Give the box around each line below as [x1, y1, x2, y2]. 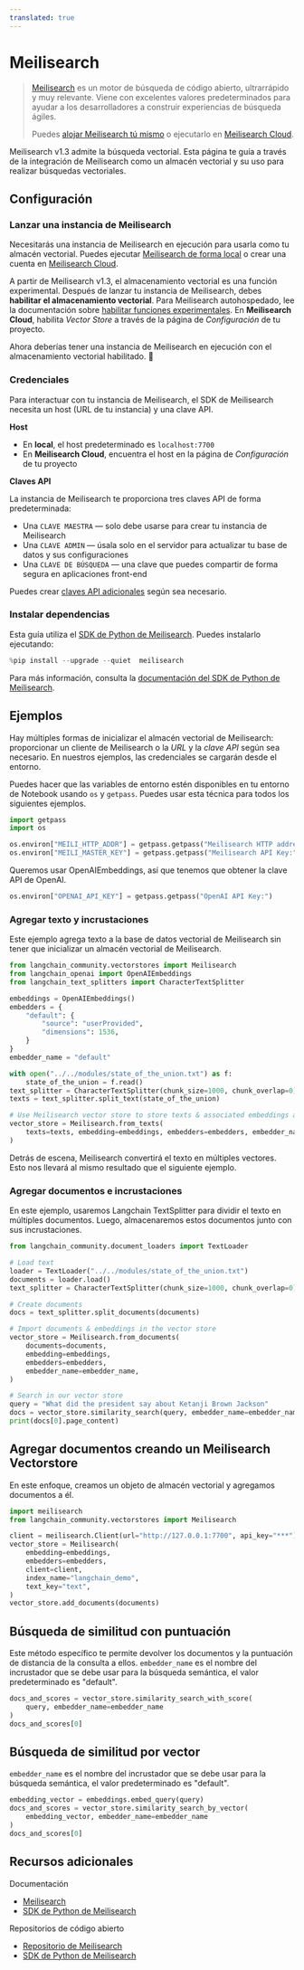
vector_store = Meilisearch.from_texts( [9, 1119, 165, 1129]
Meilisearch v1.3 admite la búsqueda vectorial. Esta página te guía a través [9, 146, 287, 156]
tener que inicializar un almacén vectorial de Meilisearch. [9, 943, 222, 954]
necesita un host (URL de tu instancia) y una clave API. [9, 403, 214, 414]
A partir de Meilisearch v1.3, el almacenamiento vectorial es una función [9, 276, 278, 287]
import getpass [9, 815, 67, 824]
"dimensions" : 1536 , [42, 1028, 119, 1037]
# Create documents [9, 1300, 83, 1309]
